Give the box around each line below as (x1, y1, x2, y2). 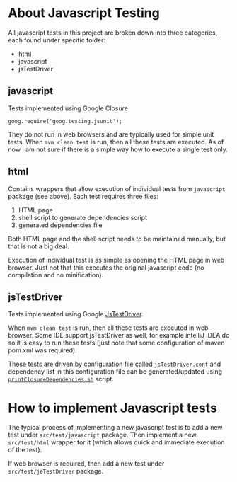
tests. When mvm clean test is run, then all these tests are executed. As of (8, 137, 224, 146)
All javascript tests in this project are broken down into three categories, (8, 28, 218, 37)
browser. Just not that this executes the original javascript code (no (8, 263, 204, 272)
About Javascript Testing (8, 5, 160, 21)
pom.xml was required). (8, 346, 77, 355)
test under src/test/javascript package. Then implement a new (8, 430, 197, 440)
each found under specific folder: (8, 35, 105, 44)
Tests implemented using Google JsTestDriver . (8, 310, 144, 319)
